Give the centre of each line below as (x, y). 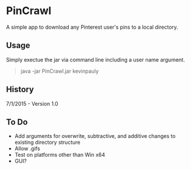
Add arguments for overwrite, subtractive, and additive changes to (95, 136)
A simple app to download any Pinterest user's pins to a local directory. (92, 27)
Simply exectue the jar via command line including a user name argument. (95, 59)
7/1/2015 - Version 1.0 (32, 103)
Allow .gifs (27, 148)
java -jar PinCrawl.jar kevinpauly (59, 71)
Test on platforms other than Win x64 (60, 155)
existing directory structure (47, 143)
